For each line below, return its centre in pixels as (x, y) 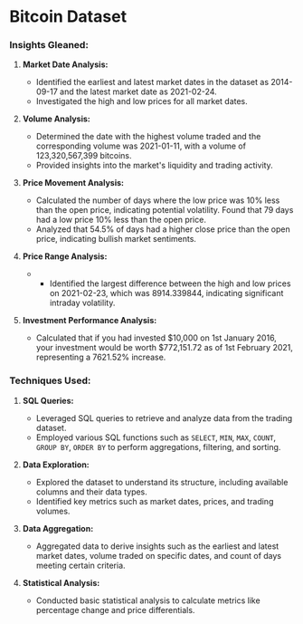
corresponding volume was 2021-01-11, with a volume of (141, 146)
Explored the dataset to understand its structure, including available (162, 482)
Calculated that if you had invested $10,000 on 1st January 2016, (156, 338)
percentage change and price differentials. (115, 610)
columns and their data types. (91, 492)
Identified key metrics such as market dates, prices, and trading (155, 501)
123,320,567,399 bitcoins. (84, 156)
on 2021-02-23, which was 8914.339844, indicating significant (166, 293)
